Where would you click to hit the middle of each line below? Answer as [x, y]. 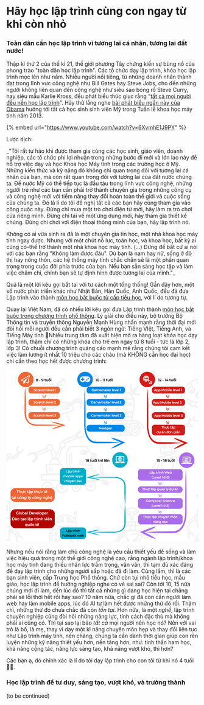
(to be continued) [28, 696]
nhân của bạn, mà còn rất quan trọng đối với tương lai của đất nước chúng [99, 177]
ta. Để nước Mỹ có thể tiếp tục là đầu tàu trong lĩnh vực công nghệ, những [99, 183]
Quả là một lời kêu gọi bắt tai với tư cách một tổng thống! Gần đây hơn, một [100, 285]
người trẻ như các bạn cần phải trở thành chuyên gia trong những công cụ [99, 190]
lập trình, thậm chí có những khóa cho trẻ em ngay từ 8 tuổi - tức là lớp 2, [98, 342]
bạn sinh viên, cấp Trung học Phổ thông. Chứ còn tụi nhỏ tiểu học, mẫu [96, 577]
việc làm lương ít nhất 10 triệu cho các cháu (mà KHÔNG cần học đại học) [99, 355]
